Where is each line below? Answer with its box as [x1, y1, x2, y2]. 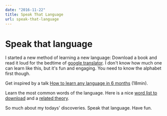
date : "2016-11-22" [5, 7, 46, 12]
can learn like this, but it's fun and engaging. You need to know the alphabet [5, 65, 162, 71]
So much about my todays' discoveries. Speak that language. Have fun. [5, 105, 152, 111]
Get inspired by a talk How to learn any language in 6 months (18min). [5, 80, 148, 86]
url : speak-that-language [5, 16, 59, 21]
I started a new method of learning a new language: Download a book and [5, 54, 157, 60]
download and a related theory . [5, 95, 69, 101]
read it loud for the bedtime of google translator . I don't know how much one [5, 60, 162, 66]
